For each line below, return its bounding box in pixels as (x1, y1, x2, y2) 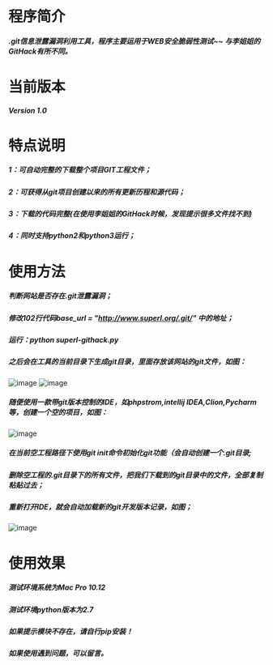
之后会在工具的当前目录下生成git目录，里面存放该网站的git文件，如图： (8, 357, 247, 367)
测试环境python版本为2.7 (8, 604, 94, 614)
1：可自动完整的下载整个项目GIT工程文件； (8, 165, 151, 175)
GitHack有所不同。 (8, 46, 73, 56)
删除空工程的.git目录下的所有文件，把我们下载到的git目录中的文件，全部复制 (8, 470, 263, 480)
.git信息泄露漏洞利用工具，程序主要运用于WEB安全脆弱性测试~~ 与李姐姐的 (8, 36, 261, 45)
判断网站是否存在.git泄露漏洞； (8, 291, 113, 301)
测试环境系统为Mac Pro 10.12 (8, 582, 106, 592)
